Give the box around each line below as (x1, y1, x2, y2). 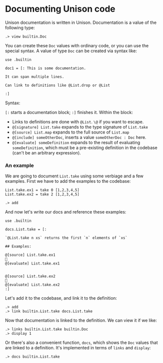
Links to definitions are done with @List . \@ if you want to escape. (12, 118, 144, 125)
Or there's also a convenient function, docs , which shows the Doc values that (5, 340, 158, 345)
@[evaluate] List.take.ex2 (5, 283, 60, 287)
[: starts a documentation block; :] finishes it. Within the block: (5, 109, 133, 115)
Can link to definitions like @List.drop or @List (5, 83, 110, 88)
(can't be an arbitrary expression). (12, 150, 81, 155)
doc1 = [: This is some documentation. (5, 66, 86, 71)
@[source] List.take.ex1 (5, 252, 56, 258)
